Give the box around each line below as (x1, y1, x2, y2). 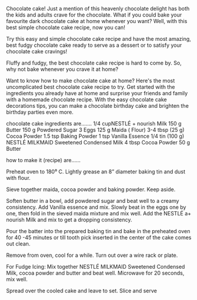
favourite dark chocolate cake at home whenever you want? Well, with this (6, 18, 188, 24)
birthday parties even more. (6, 109, 74, 115)
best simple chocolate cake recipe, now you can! (6, 24, 125, 31)
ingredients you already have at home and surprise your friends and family (6, 90, 188, 96)
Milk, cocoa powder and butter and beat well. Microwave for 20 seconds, (6, 269, 185, 276)
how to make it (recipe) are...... (6, 157, 81, 163)
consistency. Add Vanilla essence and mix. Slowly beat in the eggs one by (6, 204, 186, 211)
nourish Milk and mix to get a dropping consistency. (6, 216, 133, 223)
